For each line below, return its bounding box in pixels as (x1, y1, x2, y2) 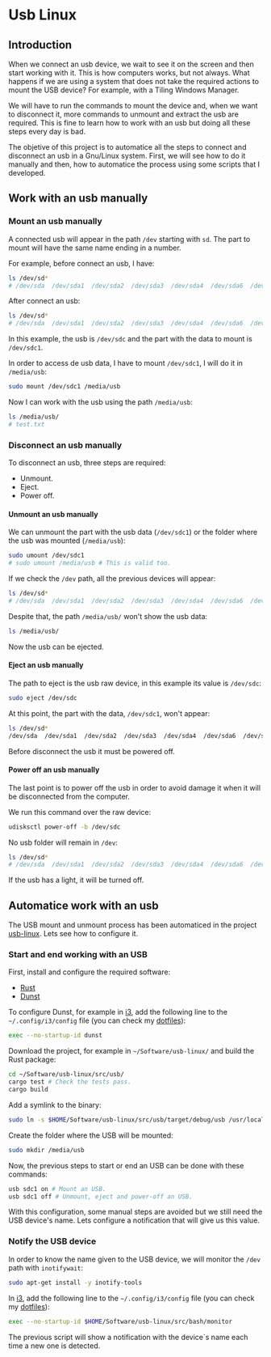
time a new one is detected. (8, 1341, 101, 1351)
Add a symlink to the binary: (8, 1100, 102, 1109)
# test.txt (8, 420, 45, 428)
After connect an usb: (8, 296, 81, 306)
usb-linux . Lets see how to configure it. (8, 929, 139, 939)
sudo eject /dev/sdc (8, 693, 78, 702)
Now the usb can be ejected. (8, 642, 105, 651)
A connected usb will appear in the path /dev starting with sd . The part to (8, 234, 251, 244)
